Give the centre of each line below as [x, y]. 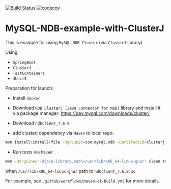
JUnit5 [20, 79]
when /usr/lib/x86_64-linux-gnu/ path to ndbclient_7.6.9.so [70, 171]
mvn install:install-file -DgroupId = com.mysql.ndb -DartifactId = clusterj [85, 142]
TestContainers [29, 73]
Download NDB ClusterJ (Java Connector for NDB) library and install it [87, 108]
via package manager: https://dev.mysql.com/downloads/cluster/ [81, 113]
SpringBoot [24, 62]
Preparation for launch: [29, 88]
